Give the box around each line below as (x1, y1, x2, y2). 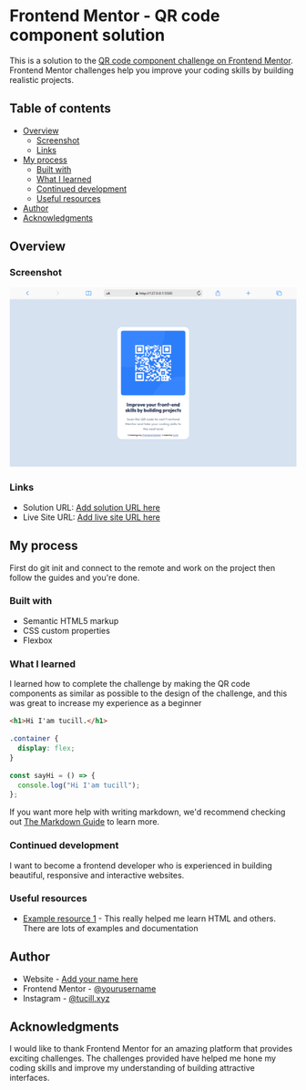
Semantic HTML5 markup (22, 615, 119, 626)
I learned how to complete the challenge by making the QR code (9, 679, 250, 690)
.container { (9, 734, 59, 743)
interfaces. (9, 1073, 50, 1084)
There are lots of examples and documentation (22, 922, 199, 933)
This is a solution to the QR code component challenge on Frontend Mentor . (9, 55, 293, 66)
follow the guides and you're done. (9, 572, 140, 583)
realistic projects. (9, 74, 75, 85)
